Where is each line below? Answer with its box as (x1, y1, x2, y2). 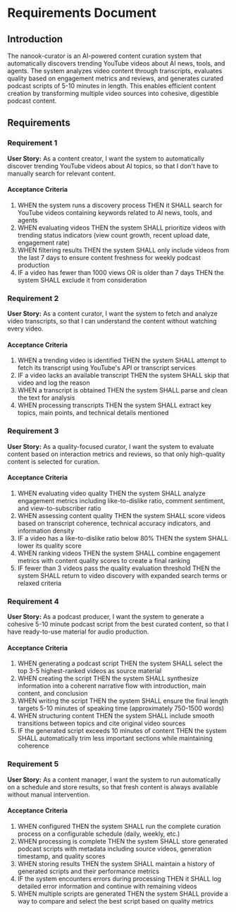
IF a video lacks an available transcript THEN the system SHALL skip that (17, 371, 230, 380)
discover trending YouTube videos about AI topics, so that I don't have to (7, 161, 218, 170)
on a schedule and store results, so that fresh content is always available (7, 782, 218, 791)
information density (17, 526, 75, 535)
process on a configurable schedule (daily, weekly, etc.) (17, 830, 180, 838)
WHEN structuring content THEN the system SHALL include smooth (17, 712, 215, 720)
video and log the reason (17, 378, 90, 387)
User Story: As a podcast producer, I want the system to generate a (7, 612, 204, 621)
